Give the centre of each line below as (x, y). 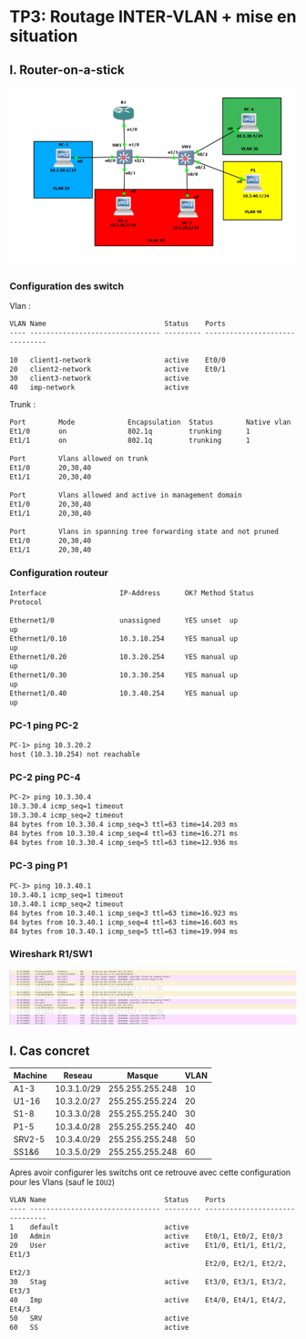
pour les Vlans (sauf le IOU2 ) (62, 1181)
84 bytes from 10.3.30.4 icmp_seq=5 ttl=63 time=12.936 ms (124, 843)
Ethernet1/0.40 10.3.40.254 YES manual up (124, 693)
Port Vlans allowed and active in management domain (126, 495)
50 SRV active (99, 1318)
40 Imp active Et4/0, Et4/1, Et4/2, (148, 1300)
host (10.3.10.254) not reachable (75, 754)
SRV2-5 (29, 1139)
